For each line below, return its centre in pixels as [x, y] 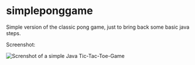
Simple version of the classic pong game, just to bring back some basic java [98, 27]
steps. [13, 33]
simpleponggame [49, 11]
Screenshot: [21, 45]
